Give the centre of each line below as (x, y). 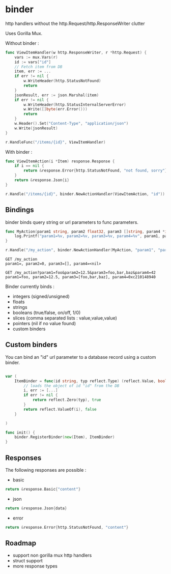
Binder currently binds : (30, 286)
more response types (35, 566)
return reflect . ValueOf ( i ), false (60, 409)
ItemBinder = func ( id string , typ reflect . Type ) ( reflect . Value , (85, 381)
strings (20, 307)
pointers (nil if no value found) (44, 323)
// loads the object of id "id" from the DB (72, 386)
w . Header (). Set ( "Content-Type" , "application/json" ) (72, 124)
